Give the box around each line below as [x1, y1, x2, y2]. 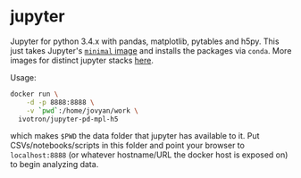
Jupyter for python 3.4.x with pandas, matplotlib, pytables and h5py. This [10, 36, 280, 47]
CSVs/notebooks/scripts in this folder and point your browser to [10, 140, 245, 151]
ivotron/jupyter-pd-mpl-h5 [18, 114, 119, 123]
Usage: [10, 72, 37, 82]
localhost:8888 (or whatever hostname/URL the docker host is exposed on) [10, 149, 288, 160]
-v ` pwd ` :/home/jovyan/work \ [26, 106, 139, 115]
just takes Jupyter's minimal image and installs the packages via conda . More [10, 45, 292, 55]
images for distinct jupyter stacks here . [10, 55, 155, 65]
